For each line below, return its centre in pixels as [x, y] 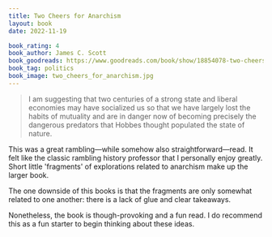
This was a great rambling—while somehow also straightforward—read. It [131, 149]
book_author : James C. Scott [57, 54]
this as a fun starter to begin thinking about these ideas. [102, 223]
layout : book [30, 24]
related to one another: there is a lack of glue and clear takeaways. [120, 199]
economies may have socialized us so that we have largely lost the [139, 107]
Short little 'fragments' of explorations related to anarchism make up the [128, 166]
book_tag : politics [41, 69]
